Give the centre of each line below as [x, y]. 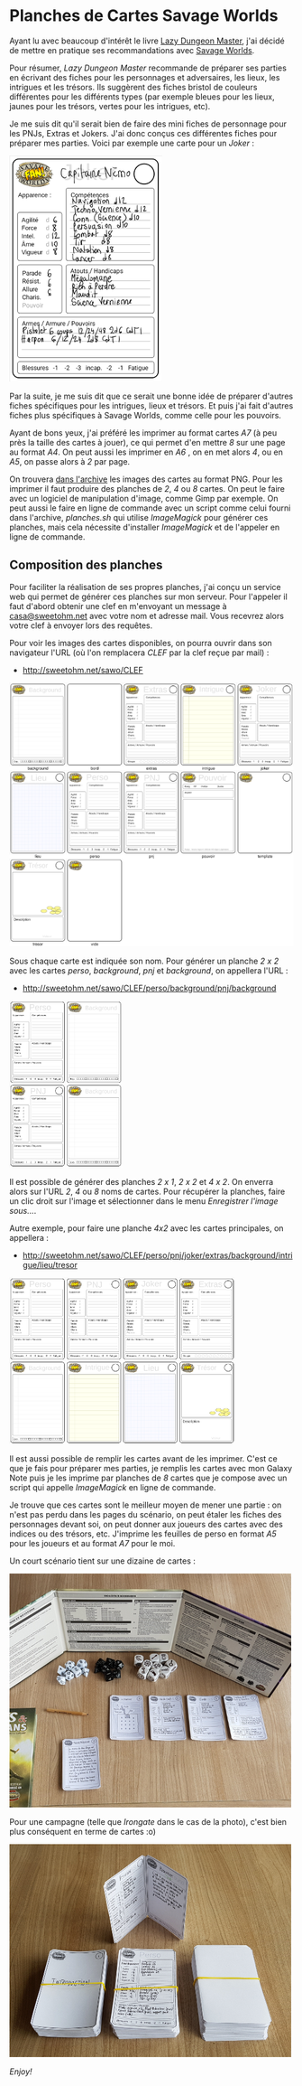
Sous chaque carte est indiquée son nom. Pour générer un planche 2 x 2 [144, 961]
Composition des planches [86, 565]
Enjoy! [21, 2072]
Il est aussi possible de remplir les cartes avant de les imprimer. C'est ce [143, 1458]
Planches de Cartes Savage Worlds [144, 16]
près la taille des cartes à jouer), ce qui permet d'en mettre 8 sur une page [147, 442]
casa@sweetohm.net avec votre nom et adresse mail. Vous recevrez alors [146, 615]
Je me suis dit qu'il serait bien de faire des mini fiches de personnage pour [148, 124]
